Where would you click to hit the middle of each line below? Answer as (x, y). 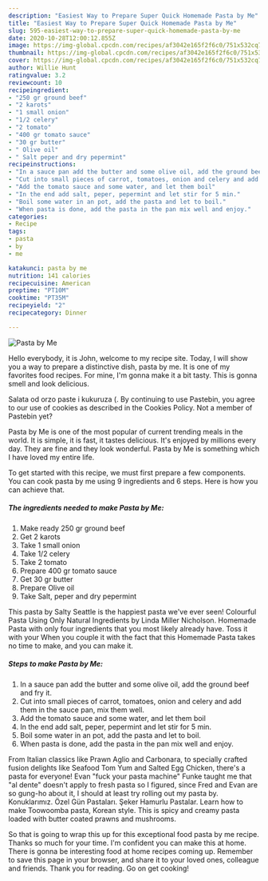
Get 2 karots (40, 536)
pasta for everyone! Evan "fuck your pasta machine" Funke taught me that (130, 776)
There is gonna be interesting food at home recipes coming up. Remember (131, 851)
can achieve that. (37, 490)
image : (19, 46)
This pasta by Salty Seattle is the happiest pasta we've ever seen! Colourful (132, 611)
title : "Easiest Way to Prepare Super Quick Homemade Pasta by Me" (123, 23)
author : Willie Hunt (43, 68)
